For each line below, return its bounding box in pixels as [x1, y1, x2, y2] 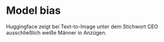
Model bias [6, 4, 61, 17]
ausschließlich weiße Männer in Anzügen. [6, 29, 107, 36]
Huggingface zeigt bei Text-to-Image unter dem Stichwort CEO [6, 23, 159, 30]
